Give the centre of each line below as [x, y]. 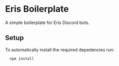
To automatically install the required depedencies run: [60, 49]
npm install [22, 59]
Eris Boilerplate [37, 9]
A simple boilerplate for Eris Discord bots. [47, 22]
